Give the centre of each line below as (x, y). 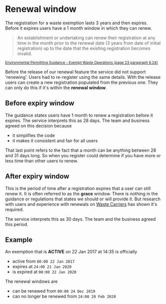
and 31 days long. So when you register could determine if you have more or (83, 155)
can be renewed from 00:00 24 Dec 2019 (54, 291)
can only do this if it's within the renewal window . (56, 87)
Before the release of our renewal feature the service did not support (76, 72)
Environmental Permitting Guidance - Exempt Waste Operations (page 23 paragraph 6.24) (82, 62)
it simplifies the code (34, 135)
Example (19, 240)
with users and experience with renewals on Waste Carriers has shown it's (81, 204)
